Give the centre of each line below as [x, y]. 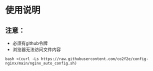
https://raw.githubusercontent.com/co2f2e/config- [95, 59]
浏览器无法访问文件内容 [36, 49]
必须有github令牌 [30, 43]
